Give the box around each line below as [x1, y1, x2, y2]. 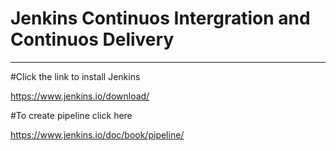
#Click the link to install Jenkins [10, 70, 141, 82]
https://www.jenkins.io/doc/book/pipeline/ [10, 128, 185, 141]
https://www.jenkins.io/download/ [10, 90, 150, 102]
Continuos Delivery [10, 28, 175, 51]
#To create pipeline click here [10, 109, 133, 121]
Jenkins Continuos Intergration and [10, 7, 311, 30]
